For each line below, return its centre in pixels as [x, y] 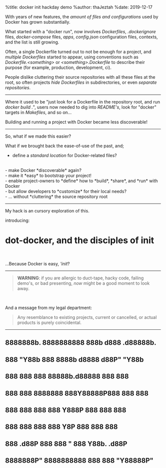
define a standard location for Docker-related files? [64, 155]
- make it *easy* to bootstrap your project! [48, 176]
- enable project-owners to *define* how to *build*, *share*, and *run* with [82, 181]
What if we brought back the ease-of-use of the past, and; [65, 146]
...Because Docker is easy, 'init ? [38, 263]
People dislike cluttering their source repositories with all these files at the [80, 77]
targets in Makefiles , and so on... [38, 112]
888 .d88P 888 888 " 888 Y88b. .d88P [66, 443]
